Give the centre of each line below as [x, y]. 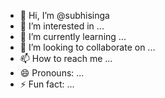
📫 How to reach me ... [66, 58]
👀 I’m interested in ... [62, 26]
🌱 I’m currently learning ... [73, 36]
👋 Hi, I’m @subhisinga [64, 15]
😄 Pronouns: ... [52, 73]
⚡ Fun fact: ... [47, 84]
